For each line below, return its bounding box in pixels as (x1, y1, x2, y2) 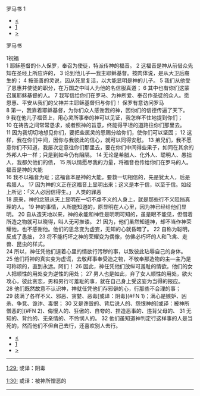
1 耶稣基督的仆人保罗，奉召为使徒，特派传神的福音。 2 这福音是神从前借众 (6, 62, 189, 69)
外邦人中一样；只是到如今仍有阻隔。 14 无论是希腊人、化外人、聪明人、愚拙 (6, 151, 192, 158)
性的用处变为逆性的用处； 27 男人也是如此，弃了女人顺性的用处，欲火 (21, 270, 193, 277)
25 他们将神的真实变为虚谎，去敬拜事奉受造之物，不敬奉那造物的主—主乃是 (6, 255, 192, 262)
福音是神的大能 (6, 166, 43, 173)
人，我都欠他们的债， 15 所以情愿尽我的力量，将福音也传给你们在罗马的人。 (6, 159, 192, 165)
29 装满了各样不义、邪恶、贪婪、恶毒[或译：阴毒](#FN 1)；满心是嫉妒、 (6, 293, 182, 299)
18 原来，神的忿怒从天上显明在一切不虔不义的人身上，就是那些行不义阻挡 (6, 196, 186, 203)
